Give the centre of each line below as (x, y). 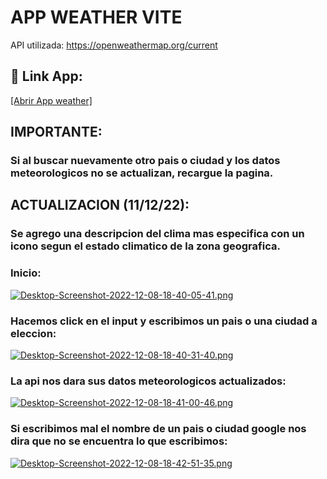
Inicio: (26, 273)
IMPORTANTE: (56, 132)
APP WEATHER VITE (96, 17)
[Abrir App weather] (51, 100)
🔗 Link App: (46, 76)
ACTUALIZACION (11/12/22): (100, 205)
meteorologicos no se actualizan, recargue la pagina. (142, 173)
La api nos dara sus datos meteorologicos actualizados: (148, 381)
